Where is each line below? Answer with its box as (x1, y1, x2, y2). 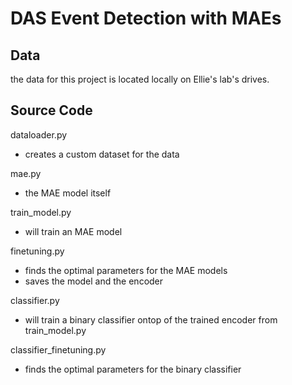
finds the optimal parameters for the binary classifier (24, 363, 242, 375)
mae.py (10, 167, 42, 179)
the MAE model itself (24, 187, 112, 199)
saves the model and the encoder (24, 275, 164, 287)
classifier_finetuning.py (10, 343, 107, 356)
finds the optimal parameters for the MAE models (24, 264, 228, 276)
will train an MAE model (24, 225, 123, 237)
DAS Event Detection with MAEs (10, 7, 282, 30)
